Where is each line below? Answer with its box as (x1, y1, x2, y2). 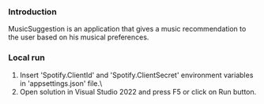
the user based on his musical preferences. (8, 32, 149, 42)
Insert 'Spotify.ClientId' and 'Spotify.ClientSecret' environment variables (19, 70, 254, 80)
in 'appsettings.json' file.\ (19, 78, 103, 88)
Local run (8, 52, 45, 63)
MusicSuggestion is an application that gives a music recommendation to (8, 24, 247, 34)
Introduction (8, 6, 57, 17)
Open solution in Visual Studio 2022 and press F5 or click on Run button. (19, 87, 257, 96)
